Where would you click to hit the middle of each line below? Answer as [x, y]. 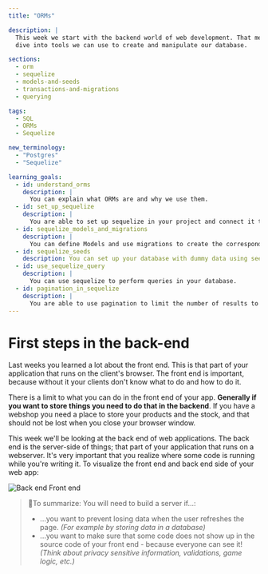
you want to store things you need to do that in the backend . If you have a [132, 406]
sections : [25, 60]
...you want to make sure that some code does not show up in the [147, 536]
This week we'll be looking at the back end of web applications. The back [129, 438]
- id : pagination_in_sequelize [67, 289]
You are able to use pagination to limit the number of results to [144, 303]
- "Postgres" [37, 155]
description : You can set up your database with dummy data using [135, 259]
